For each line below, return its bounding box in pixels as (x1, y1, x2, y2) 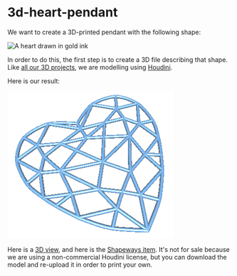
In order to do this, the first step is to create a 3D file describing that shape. (7, 55, 228, 64)
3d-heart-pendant (7, 4, 118, 21)
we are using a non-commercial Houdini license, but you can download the (7, 253, 227, 261)
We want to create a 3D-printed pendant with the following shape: (7, 28, 201, 36)
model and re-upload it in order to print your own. (7, 260, 153, 269)
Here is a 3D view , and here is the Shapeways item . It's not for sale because (7, 245, 230, 253)
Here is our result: (7, 76, 60, 85)
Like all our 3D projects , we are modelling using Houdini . (7, 63, 173, 71)
